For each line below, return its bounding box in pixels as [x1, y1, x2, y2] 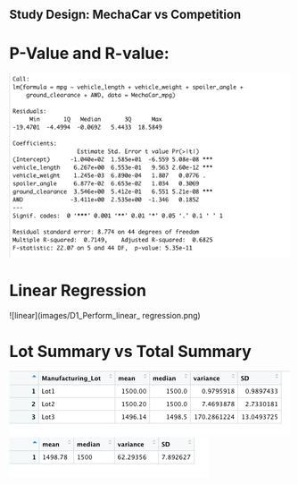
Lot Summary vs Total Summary [9, 341, 252, 362]
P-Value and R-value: [9, 43, 170, 64]
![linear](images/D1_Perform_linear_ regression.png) [9, 310, 201, 320]
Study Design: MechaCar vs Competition [9, 7, 242, 22]
